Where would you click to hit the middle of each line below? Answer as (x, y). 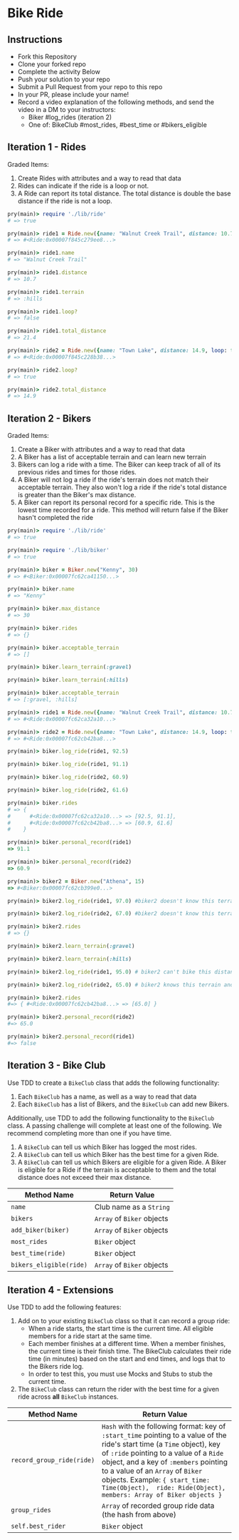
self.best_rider (38, 1526)
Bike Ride (36, 13)
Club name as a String (132, 1207)
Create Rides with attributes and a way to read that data (99, 178)
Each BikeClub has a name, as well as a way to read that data (107, 1096)
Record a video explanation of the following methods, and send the (116, 102)
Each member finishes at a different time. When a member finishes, (127, 1344)
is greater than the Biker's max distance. (77, 495)
